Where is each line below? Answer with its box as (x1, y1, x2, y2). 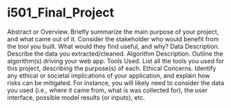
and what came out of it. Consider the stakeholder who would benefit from (7, 34, 219, 43)
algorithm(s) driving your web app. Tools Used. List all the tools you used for (7, 56, 225, 65)
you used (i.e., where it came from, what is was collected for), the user (7, 86, 208, 94)
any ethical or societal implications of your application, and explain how (7, 71, 210, 80)
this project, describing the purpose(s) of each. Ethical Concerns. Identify (7, 64, 217, 72)
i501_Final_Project (7, 5, 114, 21)
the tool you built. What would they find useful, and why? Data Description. (7, 42, 220, 50)
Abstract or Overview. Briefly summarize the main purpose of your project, (7, 28, 219, 36)
